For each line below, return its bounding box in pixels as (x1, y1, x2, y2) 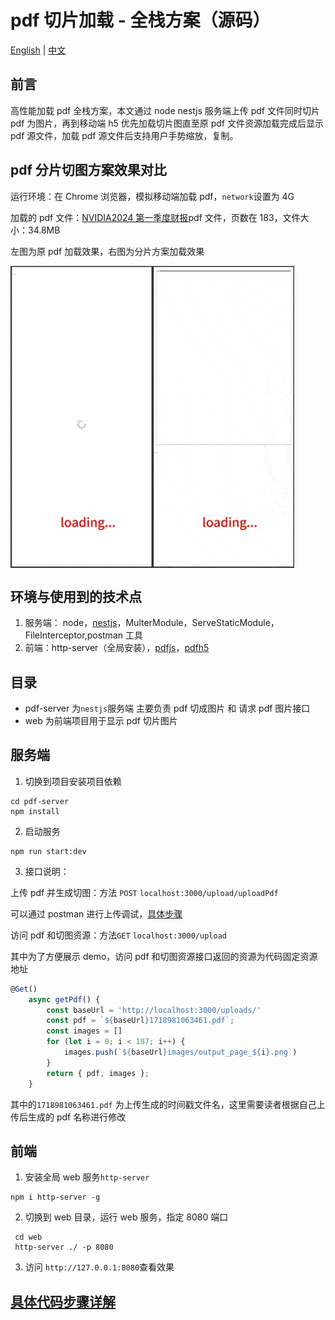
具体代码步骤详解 (10, 1293, 116, 1310)
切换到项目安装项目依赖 (24, 775, 122, 787)
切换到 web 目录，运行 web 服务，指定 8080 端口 (24, 1211, 229, 1223)
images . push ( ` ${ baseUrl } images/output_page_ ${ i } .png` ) (63, 1047, 298, 1058)
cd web (14, 1232, 43, 1243)
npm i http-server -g (10, 1192, 101, 1203)
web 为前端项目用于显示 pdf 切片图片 (24, 715, 178, 727)
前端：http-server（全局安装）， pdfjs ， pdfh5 (24, 642, 210, 654)
